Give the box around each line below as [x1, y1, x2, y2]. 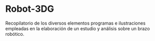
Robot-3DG [5, 3, 55, 15]
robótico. [5, 31, 25, 37]
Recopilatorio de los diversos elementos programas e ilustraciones [5, 20, 146, 26]
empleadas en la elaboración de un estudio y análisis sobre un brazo [5, 25, 150, 31]
